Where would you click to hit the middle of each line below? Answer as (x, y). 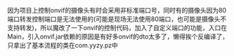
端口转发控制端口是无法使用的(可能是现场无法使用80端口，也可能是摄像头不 (117, 19)
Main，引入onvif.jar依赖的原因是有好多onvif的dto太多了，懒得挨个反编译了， (118, 36)
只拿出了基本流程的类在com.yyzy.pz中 (63, 45)
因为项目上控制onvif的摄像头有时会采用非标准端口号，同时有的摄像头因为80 (117, 10)
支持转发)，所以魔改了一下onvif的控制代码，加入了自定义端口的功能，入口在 (117, 28)
